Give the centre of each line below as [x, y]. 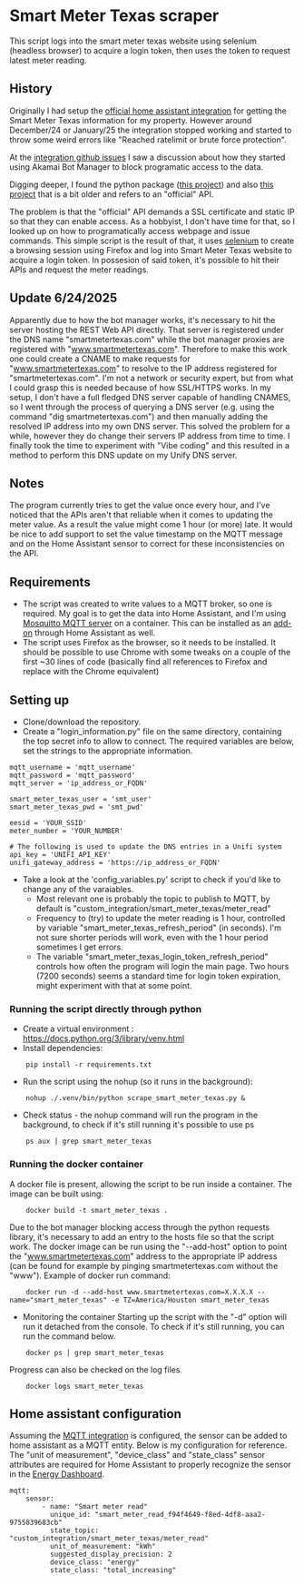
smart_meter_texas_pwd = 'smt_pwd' [77, 807]
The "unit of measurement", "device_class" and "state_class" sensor [137, 1455]
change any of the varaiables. [78, 889]
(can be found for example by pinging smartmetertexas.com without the [144, 1265]
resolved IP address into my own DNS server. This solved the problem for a [150, 426]
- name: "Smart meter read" [95, 1507]
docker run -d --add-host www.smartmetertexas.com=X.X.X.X [140, 1292]
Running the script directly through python [106, 1008]
